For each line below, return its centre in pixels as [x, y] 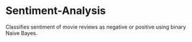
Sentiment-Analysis [56, 11]
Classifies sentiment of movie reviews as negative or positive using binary [96, 27]
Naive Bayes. [22, 33]
